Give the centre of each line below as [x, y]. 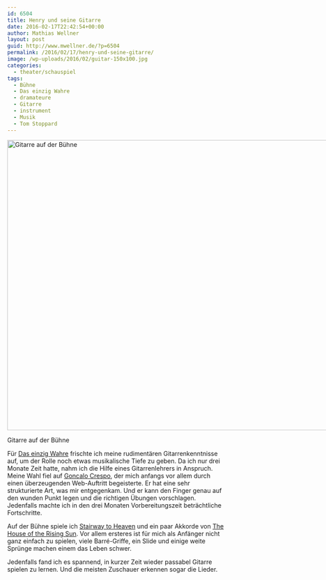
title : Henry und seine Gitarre [54, 20]
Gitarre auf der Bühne [38, 440]
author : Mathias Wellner [43, 33]
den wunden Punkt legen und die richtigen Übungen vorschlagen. [102, 498]
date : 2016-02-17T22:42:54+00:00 [56, 26]
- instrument [32, 111]
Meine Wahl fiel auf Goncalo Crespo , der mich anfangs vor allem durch [109, 476]
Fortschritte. [25, 512]
